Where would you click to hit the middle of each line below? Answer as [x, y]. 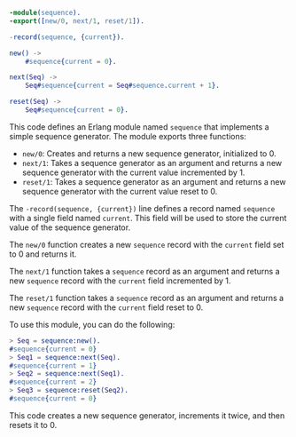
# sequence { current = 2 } [53, 382]
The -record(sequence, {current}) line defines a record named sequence [142, 208]
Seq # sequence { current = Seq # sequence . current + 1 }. [122, 86]
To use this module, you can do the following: [92, 324]
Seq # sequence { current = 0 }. [77, 110]
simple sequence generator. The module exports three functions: [128, 136]
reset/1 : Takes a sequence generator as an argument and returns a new [154, 181]
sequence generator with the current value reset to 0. [120, 191]
